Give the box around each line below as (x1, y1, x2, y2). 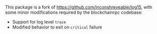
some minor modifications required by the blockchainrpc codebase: (5, 9, 143, 15)
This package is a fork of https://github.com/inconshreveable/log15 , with (5, 4, 153, 10)
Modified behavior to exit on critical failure (12, 24, 102, 30)
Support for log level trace (12, 19, 66, 25)
